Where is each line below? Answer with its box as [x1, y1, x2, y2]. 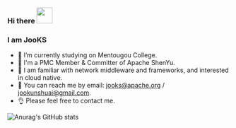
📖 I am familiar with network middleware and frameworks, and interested [17, 66, 230, 74]
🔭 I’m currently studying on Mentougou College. [17, 51, 158, 59]
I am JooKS [7, 35, 47, 45]
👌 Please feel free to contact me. [17, 96, 115, 105]
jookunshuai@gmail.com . [17, 88, 92, 97]
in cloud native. [17, 74, 62, 82]
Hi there [7, 16, 35, 25]
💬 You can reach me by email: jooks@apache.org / [17, 81, 165, 90]
